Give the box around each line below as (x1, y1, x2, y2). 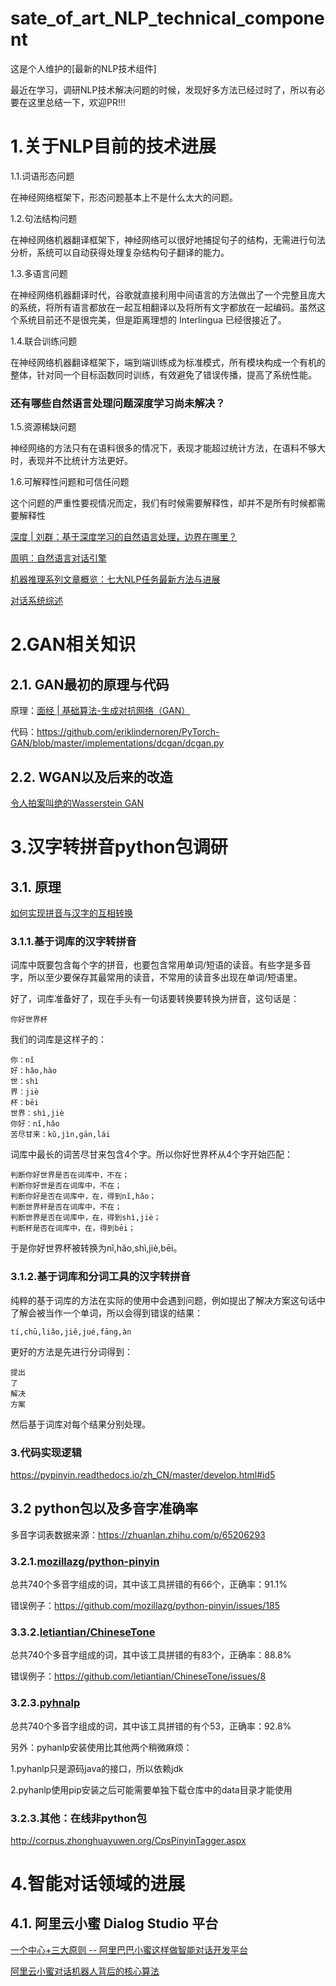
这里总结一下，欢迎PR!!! (27, 96, 127, 108)
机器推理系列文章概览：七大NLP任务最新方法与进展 (10, 573, 221, 586)
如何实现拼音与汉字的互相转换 (10, 907, 133, 919)
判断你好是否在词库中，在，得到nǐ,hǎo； (10, 1192, 157, 1202)
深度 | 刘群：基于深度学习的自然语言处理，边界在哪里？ (10, 531, 238, 543)
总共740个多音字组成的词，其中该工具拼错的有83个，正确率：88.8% (10, 1649, 292, 1661)
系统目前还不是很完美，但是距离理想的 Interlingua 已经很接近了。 (18, 313, 287, 326)
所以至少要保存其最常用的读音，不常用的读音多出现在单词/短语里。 (27, 972, 303, 984)
